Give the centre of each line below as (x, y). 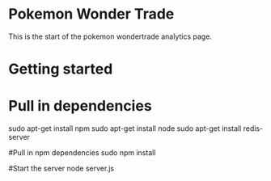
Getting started (61, 69)
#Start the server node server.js (61, 168)
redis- (253, 128)
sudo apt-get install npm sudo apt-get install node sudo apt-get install (125, 128)
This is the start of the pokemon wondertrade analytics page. (110, 36)
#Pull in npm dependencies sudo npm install (82, 153)
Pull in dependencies (80, 106)
